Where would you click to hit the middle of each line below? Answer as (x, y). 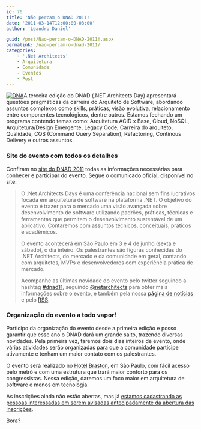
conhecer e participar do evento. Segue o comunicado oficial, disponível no (100, 175)
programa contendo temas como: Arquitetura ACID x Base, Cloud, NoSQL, (98, 121)
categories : (21, 51)
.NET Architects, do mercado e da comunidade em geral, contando (103, 256)
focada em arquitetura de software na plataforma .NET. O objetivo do (106, 199)
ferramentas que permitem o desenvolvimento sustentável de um (101, 219)
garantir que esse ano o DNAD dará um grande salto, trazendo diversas (94, 335)
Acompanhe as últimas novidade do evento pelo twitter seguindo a (103, 281)
